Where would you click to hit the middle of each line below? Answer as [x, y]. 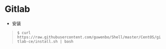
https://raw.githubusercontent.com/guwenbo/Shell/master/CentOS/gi [89, 37]
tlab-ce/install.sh [37, 41]
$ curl [24, 33]
